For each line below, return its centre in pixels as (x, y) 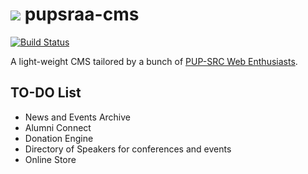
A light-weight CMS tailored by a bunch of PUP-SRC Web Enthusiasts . (154, 61)
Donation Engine (59, 138)
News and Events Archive (78, 117)
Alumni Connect (58, 127)
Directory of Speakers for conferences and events (128, 149)
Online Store (50, 159)
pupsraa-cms (82, 14)
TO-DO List (46, 93)
